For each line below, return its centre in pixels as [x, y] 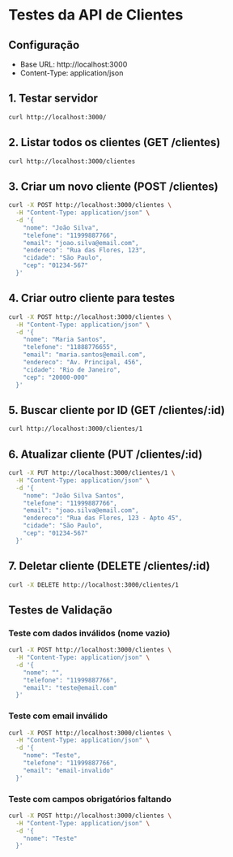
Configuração [44, 45]
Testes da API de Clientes [96, 15]
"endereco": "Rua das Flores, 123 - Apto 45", [103, 518]
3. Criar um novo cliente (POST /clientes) [113, 186]
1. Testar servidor [53, 99]
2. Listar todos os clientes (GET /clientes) [114, 142]
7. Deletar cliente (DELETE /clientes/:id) [109, 566]
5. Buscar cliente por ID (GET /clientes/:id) [116, 410]
